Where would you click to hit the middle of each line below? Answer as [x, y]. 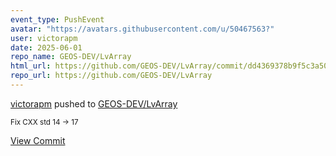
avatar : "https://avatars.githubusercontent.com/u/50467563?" [142, 29]
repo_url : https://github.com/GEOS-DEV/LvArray [111, 76]
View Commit [38, 140]
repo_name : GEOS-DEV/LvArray [71, 57]
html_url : [31, 66]
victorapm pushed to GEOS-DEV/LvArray [94, 103]
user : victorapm [44, 38]
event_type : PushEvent [57, 19]
